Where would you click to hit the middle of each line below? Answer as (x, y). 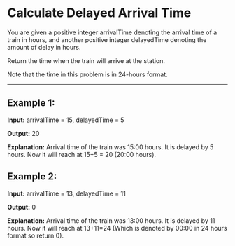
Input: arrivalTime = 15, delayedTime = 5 (66, 120)
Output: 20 (23, 133)
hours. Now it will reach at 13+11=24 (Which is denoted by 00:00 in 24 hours (117, 228)
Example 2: (32, 177)
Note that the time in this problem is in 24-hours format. (87, 74)
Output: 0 (22, 207)
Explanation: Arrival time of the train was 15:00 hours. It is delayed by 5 (111, 147)
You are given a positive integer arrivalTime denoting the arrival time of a (112, 32)
